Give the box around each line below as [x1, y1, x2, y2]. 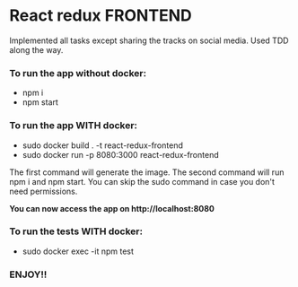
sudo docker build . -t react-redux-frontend [22, 140, 184, 151]
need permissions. [9, 186, 78, 196]
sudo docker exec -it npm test [22, 246, 135, 257]
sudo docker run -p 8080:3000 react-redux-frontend [22, 149, 219, 160]
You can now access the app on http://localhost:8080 [9, 203, 215, 213]
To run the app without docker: [9, 66, 146, 79]
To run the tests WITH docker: [9, 225, 144, 238]
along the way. [9, 44, 64, 55]
